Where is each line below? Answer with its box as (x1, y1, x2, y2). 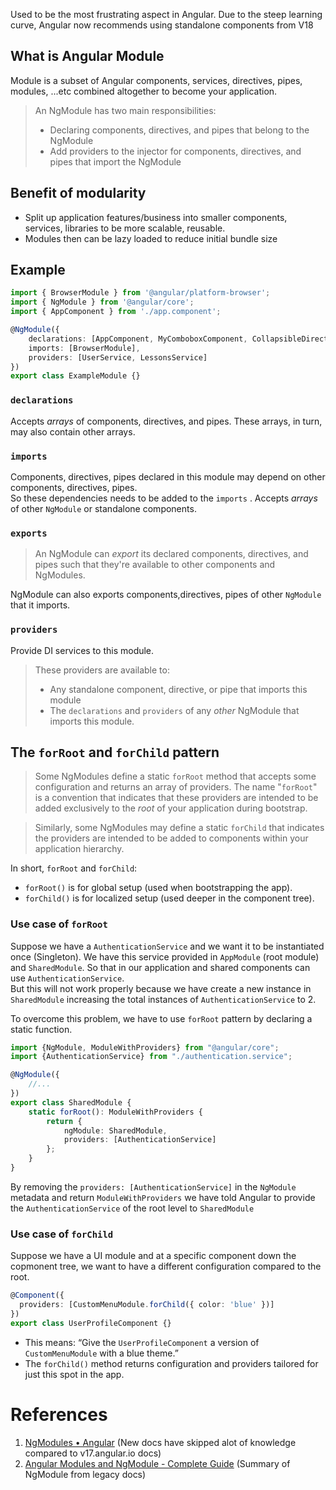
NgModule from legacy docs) (24, 1468, 147, 1480)
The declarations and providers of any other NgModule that (49, 704, 300, 716)
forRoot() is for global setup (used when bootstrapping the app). (24, 882, 293, 894)
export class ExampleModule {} (10, 371, 141, 381)
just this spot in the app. (24, 1368, 125, 1380)
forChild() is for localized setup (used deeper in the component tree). (24, 892, 315, 904)
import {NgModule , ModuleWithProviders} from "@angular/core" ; (10, 1042, 280, 1053)
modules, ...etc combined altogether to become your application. (10, 85, 278, 97)
